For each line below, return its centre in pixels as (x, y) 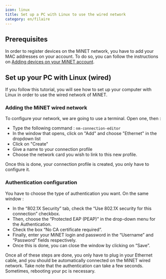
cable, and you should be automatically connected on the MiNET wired (78, 260)
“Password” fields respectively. (44, 240)
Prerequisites (26, 39)
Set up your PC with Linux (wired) (58, 77)
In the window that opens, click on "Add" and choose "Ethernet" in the (84, 134)
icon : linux (17, 10)
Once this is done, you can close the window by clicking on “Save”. (81, 245)
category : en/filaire (28, 19)
